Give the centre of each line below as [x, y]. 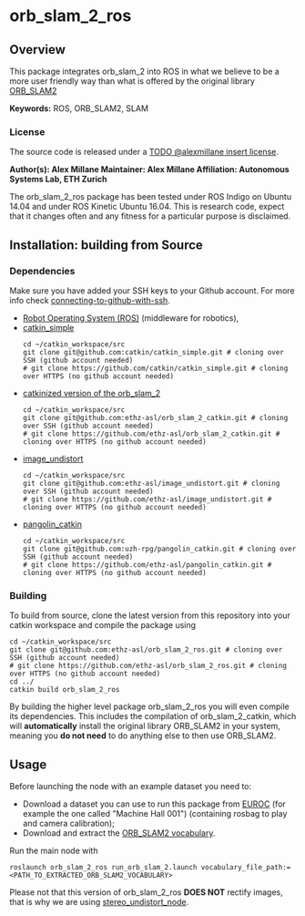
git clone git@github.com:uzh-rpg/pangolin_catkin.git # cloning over [159, 549]
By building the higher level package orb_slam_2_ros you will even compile [149, 706]
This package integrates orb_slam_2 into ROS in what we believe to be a [144, 71]
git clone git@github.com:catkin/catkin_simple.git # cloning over [153, 352]
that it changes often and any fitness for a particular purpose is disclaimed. [150, 216]
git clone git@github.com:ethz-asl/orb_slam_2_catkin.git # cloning [155, 417]
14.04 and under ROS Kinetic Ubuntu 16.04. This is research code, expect [147, 207]
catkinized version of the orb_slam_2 [91, 393]
